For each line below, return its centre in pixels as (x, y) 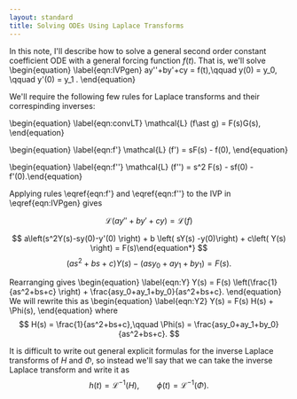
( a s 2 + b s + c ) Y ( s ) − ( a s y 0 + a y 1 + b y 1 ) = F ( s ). (149, 263)
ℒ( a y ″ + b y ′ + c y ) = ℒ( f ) (149, 220)
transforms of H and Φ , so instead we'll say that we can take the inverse (141, 360)
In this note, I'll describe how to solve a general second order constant (138, 51)
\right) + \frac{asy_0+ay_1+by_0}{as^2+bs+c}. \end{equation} (170, 291)
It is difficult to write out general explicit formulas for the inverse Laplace (141, 350)
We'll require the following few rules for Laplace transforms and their (134, 96)
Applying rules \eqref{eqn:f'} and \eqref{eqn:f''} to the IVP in (120, 193)
